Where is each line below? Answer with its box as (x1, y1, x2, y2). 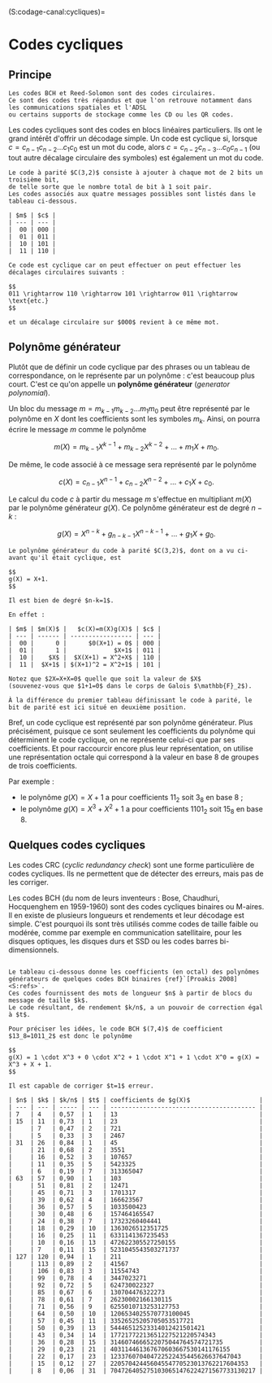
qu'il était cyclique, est (29, 554, 122, 562)
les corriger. (8, 877, 49, 886)
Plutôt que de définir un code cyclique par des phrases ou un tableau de (8, 361, 250, 371)
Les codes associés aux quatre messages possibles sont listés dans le (8, 190, 256, 198)
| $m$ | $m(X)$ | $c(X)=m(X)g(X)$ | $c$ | (8, 624, 162, 633)
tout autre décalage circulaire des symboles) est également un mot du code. (8, 152, 264, 162)
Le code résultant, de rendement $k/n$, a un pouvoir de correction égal (8, 1003, 264, 1012)
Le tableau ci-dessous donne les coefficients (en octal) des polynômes (8, 968, 260, 976)
